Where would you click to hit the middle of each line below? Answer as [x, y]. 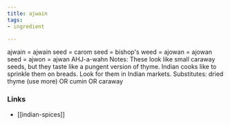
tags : [15, 20]
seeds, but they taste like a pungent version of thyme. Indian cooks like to [112, 67]
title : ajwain [28, 13]
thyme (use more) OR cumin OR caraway [65, 81]
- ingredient [26, 26]
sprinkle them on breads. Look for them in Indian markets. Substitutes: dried [115, 74]
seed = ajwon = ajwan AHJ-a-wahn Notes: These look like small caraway [111, 59]
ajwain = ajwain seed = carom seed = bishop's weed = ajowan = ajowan [110, 52]
